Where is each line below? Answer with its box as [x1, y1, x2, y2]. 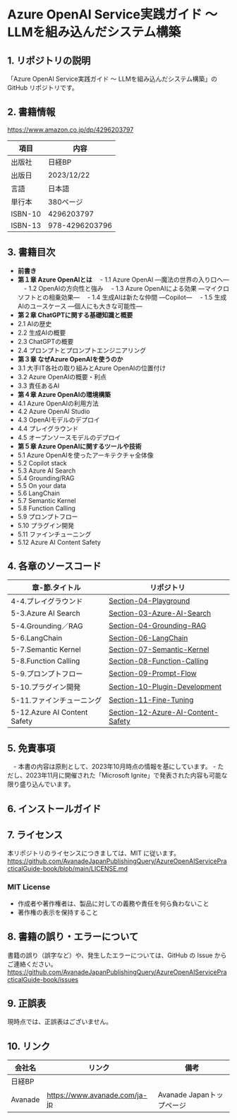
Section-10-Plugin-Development [109, 682, 222, 692]
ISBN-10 [11, 209, 42, 219]
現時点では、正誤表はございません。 [7, 1017, 113, 1026]
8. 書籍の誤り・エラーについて [7, 931, 139, 943]
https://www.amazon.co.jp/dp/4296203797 [7, 125, 134, 134]
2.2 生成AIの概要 [17, 328, 66, 337]
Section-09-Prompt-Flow [109, 669, 197, 679]
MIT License [7, 882, 51, 892]
